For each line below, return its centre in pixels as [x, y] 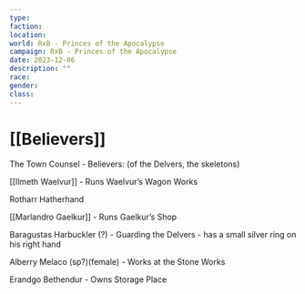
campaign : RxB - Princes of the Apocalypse [93, 52]
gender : [24, 86]
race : [20, 77]
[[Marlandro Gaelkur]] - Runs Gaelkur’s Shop [93, 217]
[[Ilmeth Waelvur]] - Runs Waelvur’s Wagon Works [104, 182]
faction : [26, 26]
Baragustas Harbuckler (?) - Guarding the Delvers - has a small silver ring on [153, 235]
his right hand [36, 244]
